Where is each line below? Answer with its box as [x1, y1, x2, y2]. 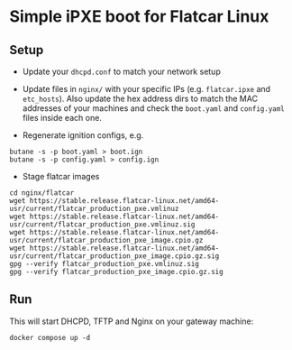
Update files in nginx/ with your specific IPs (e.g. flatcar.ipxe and [22, 84, 271, 94]
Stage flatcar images [22, 171, 100, 181]
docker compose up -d [9, 333, 91, 342]
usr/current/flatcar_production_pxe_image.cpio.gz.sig [9, 252, 220, 261]
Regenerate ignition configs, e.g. [22, 130, 144, 141]
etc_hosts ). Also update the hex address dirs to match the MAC [22, 93, 259, 104]
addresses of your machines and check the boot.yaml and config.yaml [22, 103, 286, 114]
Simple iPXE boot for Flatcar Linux [9, 6, 269, 27]
